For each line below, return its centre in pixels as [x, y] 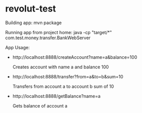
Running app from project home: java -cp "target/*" [59, 32]
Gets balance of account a [40, 105]
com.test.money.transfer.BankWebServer [48, 38]
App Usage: [18, 47]
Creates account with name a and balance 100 [61, 67]
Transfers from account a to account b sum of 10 [63, 86]
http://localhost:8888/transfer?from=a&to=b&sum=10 [68, 76]
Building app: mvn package [33, 23]
